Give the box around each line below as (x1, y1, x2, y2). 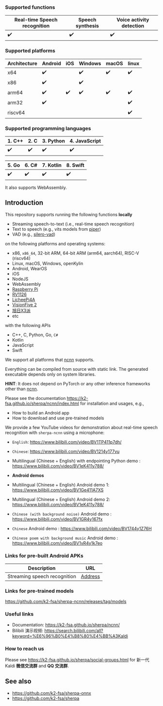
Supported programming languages (5, 125, 91, 132)
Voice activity (116, 17, 149, 23)
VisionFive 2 (12, 302, 37, 308)
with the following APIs (5, 322, 51, 328)
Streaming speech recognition (7, 573, 77, 580)
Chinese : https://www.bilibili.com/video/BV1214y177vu (12, 448, 120, 454)
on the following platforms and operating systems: (5, 241, 106, 246)
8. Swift (66, 162, 85, 169)
